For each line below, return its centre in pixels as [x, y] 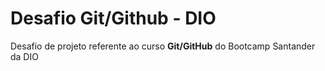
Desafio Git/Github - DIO [113, 18]
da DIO [24, 56]
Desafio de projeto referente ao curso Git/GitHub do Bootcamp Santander [163, 46]
